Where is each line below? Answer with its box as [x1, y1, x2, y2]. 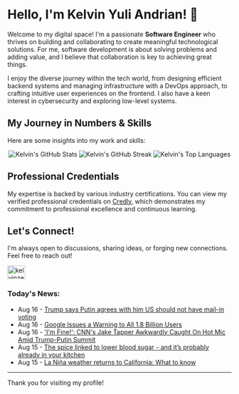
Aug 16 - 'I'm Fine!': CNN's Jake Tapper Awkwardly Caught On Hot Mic [17, 327, 226, 336]
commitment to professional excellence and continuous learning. [7, 204, 197, 213]
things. [7, 60, 28, 68]
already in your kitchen [17, 350, 85, 358]
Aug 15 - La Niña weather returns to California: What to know [17, 358, 196, 366]
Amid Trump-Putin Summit [17, 335, 96, 344]
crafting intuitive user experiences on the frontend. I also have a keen [7, 89, 211, 97]
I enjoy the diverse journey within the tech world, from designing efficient [7, 74, 222, 82]
